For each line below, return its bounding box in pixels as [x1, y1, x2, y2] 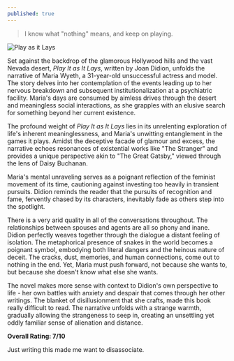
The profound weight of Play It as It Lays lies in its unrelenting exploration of [7, 121, 227, 130]
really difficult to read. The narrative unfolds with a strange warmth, [7, 303, 202, 311]
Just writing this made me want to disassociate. [7, 345, 145, 353]
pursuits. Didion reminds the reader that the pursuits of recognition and [7, 187, 212, 196]
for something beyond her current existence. [7, 108, 136, 117]
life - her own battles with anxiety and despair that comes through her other [7, 288, 226, 297]
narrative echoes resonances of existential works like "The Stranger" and [7, 144, 218, 152]
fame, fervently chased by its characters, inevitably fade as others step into [7, 195, 225, 203]
